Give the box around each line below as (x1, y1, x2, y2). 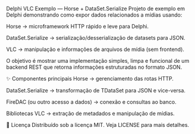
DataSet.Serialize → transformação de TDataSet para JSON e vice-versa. (6, 87, 186, 94)
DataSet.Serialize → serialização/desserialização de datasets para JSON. (6, 34, 185, 41)
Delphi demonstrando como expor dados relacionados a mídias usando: (6, 11, 183, 18)
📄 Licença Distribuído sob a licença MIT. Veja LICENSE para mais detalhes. (6, 122, 189, 128)
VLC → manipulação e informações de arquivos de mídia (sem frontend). (6, 46, 184, 53)
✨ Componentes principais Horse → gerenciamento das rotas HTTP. (6, 75, 174, 82)
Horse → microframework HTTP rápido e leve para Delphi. (6, 23, 149, 30)
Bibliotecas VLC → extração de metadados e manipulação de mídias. (6, 110, 175, 117)
